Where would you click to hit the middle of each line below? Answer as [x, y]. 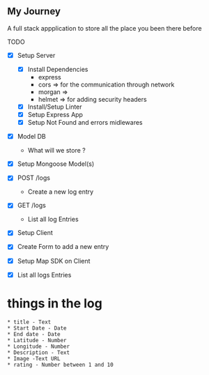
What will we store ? [56, 151]
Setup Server [36, 55]
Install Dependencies [58, 69]
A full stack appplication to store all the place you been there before [104, 28]
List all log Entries [53, 220]
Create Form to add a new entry [63, 247]
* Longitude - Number [39, 346]
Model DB [32, 137]
